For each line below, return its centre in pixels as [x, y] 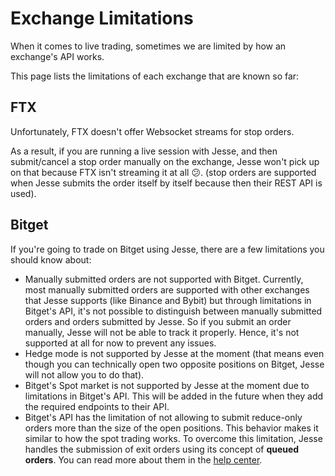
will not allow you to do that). [84, 374]
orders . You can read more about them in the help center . [143, 459]
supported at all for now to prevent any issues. [120, 343]
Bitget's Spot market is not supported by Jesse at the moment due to [167, 385]
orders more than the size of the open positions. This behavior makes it [171, 428]
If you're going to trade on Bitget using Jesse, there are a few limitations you [167, 249]
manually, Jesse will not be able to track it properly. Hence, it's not [162, 332]
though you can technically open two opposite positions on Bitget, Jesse [174, 364]
